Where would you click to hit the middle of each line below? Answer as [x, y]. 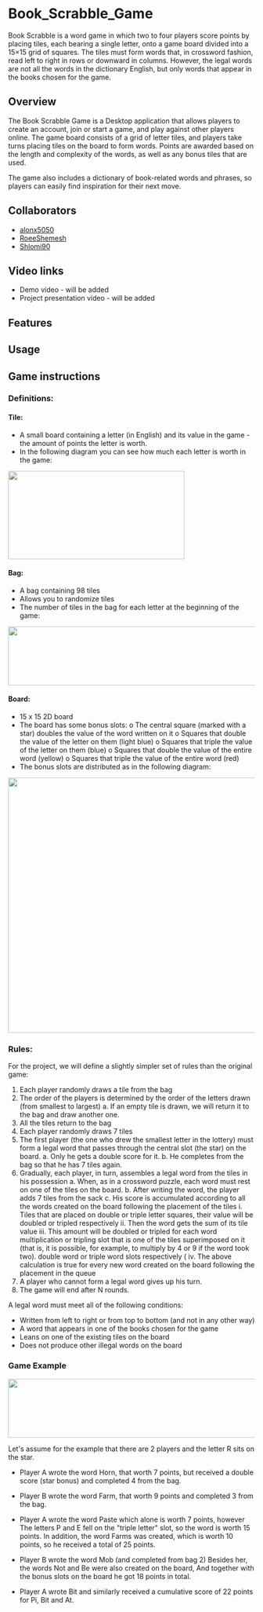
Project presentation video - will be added [87, 298]
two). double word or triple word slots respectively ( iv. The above [126, 1256]
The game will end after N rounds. [74, 1290]
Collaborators [42, 211]
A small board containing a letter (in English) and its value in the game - [135, 435]
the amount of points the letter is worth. [83, 443]
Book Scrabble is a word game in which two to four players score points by [129, 35]
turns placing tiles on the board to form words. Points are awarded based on [131, 145]
